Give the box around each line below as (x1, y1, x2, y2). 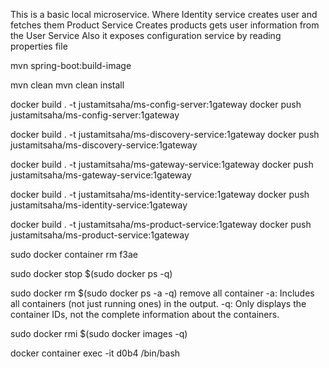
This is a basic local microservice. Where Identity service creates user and (10, 9, 318, 20)
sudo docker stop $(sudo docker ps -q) (10, 268, 173, 279)
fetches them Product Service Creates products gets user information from (10, 19, 320, 31)
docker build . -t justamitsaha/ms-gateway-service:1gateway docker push (10, 159, 314, 170)
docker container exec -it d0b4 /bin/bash (10, 347, 181, 359)
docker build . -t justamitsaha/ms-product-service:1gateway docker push (10, 219, 312, 230)
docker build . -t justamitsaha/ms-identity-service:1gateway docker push (10, 189, 310, 200)
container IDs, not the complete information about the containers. (10, 309, 280, 320)
